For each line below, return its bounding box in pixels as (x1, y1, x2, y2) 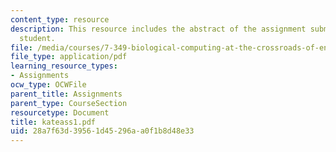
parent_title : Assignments (10, 89, 123, 99)
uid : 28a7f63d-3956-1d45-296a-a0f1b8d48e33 (10, 126, 195, 136)
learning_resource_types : (10, 61, 118, 71)
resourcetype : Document (10, 107, 110, 118)
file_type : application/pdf (10, 52, 128, 62)
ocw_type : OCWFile (10, 80, 87, 90)
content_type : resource (10, 14, 110, 25)
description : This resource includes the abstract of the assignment (10, 24, 307, 34)
